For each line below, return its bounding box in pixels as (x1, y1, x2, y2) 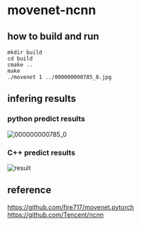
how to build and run (7, 30, 99, 42)
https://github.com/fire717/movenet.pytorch (7, 203, 135, 211)
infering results (7, 93, 76, 105)
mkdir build (7, 49, 42, 56)
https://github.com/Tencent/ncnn (7, 210, 104, 219)
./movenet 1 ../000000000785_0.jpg (7, 73, 112, 81)
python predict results (7, 114, 86, 124)
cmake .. (7, 61, 33, 69)
